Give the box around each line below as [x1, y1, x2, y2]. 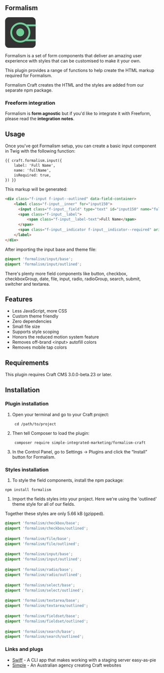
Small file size [12, 324, 41, 330]
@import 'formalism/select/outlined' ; [5, 588, 84, 593]
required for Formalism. [5, 72, 52, 78]
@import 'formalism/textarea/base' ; [5, 598, 80, 603]
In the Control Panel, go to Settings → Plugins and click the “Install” [12, 449, 147, 454]
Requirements [5, 359, 49, 367]
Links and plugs [5, 646, 43, 652]
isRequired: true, [14, 173, 51, 178]
